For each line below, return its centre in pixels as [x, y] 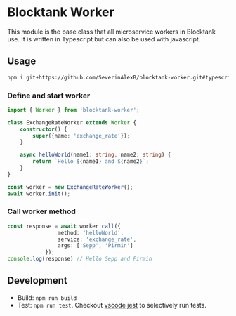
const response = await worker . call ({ [64, 226]
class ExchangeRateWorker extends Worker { [72, 123]
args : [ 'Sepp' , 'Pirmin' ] [95, 246]
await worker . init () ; [39, 194]
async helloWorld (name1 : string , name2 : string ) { [96, 155]
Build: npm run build [47, 297]
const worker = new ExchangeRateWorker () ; [70, 187]
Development [38, 281]
